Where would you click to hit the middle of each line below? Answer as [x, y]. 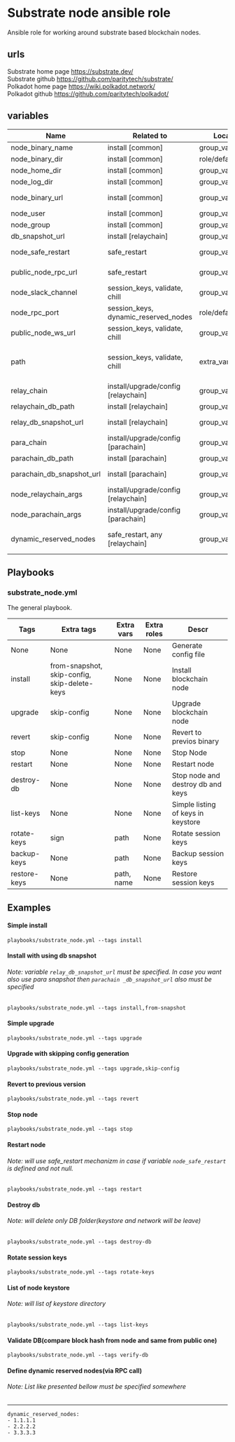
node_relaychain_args [47, 494]
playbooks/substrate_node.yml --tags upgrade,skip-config [93, 1069]
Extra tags [79, 630]
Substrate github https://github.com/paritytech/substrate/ [90, 79]
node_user [28, 213]
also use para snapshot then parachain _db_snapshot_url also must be [109, 979]
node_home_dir [36, 170]
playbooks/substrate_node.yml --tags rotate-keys [81, 1272]
